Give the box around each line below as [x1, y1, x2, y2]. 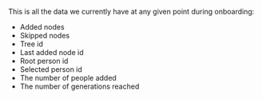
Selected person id [19, 65, 82, 74]
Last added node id [19, 48, 84, 57]
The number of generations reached [19, 81, 140, 91]
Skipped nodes [19, 31, 70, 40]
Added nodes [19, 22, 65, 31]
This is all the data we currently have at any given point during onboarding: [8, 7, 255, 16]
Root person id [19, 56, 69, 65]
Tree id [19, 39, 44, 49]
